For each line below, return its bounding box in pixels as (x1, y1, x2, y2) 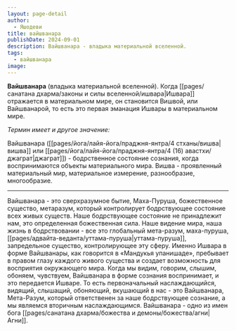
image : (7, 63, 27, 70)
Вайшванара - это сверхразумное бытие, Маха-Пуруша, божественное (7, 196, 223, 205)
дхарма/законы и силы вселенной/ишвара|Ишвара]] (36, 89, 195, 98)
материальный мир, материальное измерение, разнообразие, (7, 169, 195, 177)
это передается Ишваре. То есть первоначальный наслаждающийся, (7, 278, 216, 287)
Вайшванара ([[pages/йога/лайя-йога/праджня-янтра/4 (7, 138, 175, 148)
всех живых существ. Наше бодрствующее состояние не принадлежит (7, 212, 223, 220)
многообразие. (7, 176, 53, 185)
